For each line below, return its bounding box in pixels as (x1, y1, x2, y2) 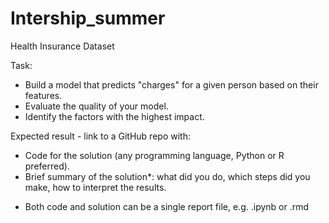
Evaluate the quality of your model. (24, 100, 169, 112)
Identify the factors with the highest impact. (24, 110, 205, 122)
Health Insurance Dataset (10, 40, 115, 52)
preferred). (24, 160, 70, 172)
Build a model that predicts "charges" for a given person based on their (24, 78, 319, 91)
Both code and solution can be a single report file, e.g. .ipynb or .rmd (24, 200, 310, 212)
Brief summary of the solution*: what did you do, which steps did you (24, 170, 311, 182)
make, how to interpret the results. (24, 181, 167, 193)
